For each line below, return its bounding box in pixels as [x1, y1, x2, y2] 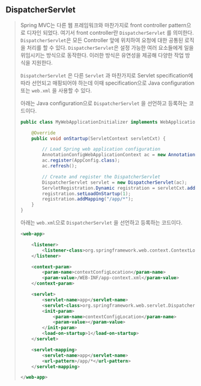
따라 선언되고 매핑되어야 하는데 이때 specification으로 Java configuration [20, 79, 195, 86]
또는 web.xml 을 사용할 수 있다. [20, 86, 92, 94]
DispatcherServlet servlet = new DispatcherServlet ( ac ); [42, 179, 187, 185]
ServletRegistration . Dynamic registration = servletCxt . [42, 185, 187, 191]
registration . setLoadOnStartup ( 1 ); [42, 190, 131, 197]
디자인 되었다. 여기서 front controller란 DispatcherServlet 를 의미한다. [26, 29, 194, 36]
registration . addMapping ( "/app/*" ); [42, 196, 134, 202]
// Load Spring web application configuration [42, 146, 161, 152]
